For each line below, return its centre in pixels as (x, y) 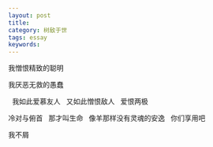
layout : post (30, 15)
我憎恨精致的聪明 (36, 68)
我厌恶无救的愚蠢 (36, 85)
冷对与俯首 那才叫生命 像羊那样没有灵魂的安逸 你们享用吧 (107, 118)
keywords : (24, 45)
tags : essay (28, 37)
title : (19, 23)
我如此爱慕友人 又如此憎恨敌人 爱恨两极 (80, 101)
